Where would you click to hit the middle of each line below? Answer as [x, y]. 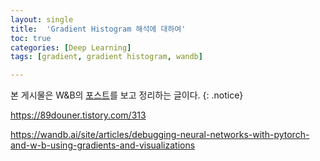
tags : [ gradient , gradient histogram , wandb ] [106, 57]
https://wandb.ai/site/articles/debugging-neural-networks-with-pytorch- [160, 135]
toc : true [31, 38]
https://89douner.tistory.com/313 [78, 115]
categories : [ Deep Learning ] [71, 47]
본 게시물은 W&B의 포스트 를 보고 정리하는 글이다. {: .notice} [127, 95]
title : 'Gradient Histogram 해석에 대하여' [98, 29]
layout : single [42, 19]
